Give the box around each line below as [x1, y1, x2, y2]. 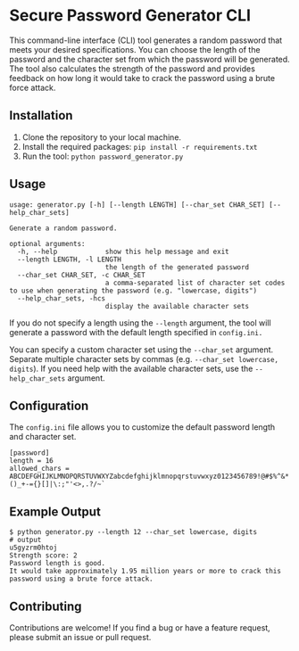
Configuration [9, 398, 89, 413]
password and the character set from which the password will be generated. [9, 54, 290, 64]
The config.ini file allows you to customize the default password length [9, 422, 276, 433]
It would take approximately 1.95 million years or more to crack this [9, 567, 281, 576]
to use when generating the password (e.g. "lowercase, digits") [9, 286, 257, 295]
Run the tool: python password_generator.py [21, 151, 184, 161]
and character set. [9, 432, 77, 442]
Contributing [9, 598, 82, 614]
